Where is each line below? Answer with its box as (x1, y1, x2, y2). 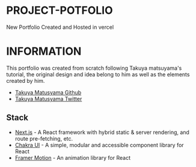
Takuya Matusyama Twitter (14, 95, 82, 102)
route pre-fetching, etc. (14, 135, 73, 142)
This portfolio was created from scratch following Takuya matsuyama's (6, 64, 182, 71)
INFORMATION (6, 44, 82, 58)
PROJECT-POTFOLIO (6, 4, 113, 17)
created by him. (6, 77, 45, 84)
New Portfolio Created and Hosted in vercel (6, 23, 114, 31)
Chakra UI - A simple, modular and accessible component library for (14, 141, 185, 148)
